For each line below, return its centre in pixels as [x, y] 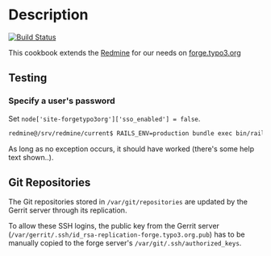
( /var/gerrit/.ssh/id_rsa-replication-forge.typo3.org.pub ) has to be [127, 234]
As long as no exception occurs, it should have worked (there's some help [131, 149]
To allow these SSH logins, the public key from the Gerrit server [114, 226]
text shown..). [31, 157]
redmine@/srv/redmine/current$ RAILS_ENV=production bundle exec [120, 133]
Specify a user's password [62, 101]
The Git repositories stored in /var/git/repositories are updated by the [128, 202]
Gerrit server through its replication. [68, 210]
